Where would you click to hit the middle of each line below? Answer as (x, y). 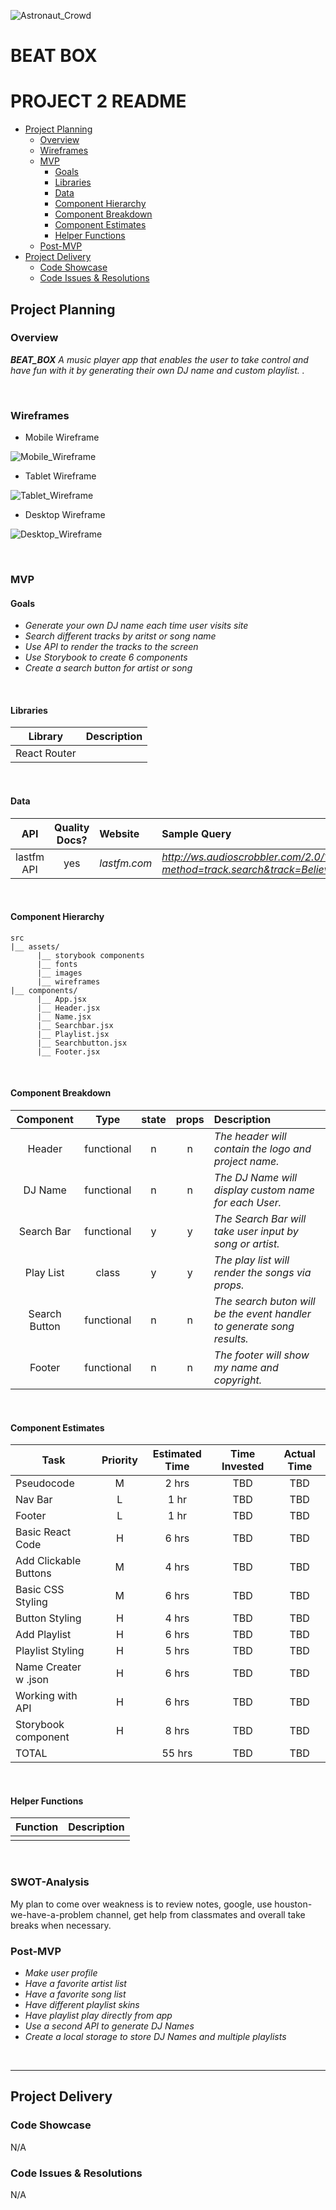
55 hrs (177, 1753)
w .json (32, 1680)
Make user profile (61, 1973)
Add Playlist (43, 1635)
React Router (46, 753)
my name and (246, 1368)
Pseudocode (45, 1483)
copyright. (237, 1380)
